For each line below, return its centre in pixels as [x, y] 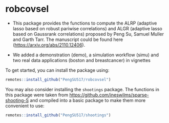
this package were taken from [37, 95]
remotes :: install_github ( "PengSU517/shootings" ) [58, 115]
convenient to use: [25, 106]
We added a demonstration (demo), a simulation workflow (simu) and [86, 55]
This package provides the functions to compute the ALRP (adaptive [85, 23]
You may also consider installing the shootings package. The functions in [82, 89]
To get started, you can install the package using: [57, 70]
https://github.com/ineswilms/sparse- [109, 95]
